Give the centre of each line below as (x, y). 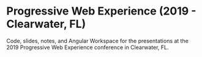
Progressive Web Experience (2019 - (101, 11)
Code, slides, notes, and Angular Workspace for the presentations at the (97, 41)
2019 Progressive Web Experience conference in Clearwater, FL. (88, 47)
